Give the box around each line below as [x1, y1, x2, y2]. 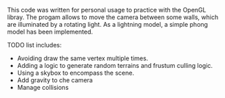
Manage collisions [17, 84, 69, 91]
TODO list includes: [7, 41, 62, 49]
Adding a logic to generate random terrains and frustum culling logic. [17, 62, 213, 69]
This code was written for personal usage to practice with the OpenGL [7, 6, 206, 14]
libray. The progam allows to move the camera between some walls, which [7, 13, 219, 21]
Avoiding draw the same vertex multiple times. [17, 54, 149, 62]
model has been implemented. [7, 27, 93, 36]
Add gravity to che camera [17, 76, 93, 84]
